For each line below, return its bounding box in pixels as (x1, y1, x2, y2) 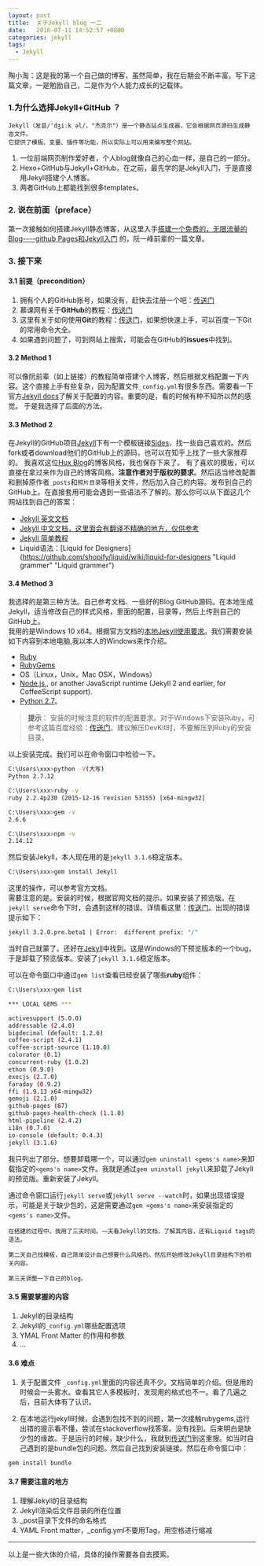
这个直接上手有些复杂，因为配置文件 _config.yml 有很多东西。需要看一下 (21, 381, 254, 390)
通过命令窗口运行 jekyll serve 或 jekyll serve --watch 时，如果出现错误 (8, 1190, 238, 1200)
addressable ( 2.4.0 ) (8, 1021, 76, 1029)
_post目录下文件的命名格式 (19, 1516, 107, 1525)
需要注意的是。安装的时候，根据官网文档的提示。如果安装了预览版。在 (8, 893, 236, 903)
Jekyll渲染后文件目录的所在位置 (19, 1506, 122, 1516)
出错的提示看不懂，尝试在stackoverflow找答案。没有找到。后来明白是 (19, 1424, 245, 1433)
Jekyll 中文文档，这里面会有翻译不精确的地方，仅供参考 (19, 524, 200, 534)
